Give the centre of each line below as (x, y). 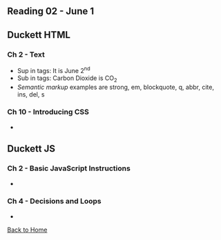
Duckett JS (31, 149)
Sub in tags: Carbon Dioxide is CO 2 (67, 79)
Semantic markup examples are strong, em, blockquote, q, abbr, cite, (115, 87)
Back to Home (27, 230)
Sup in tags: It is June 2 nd (54, 70)
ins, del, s (31, 94)
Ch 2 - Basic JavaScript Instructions (69, 168)
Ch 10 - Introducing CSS (48, 112)
